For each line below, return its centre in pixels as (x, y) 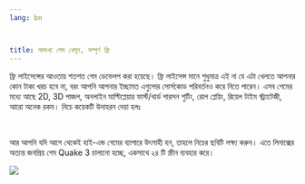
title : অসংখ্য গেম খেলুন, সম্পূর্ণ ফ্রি (60, 50)
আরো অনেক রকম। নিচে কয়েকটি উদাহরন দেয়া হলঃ (75, 106)
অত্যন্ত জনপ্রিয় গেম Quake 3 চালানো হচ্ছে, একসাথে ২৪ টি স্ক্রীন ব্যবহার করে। (112, 152)
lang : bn (26, 18)
